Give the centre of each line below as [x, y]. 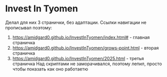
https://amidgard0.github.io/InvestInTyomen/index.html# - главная [81, 37]
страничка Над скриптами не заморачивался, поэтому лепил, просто [87, 64]
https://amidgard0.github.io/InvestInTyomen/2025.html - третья [78, 58]
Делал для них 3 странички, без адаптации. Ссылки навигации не [76, 22]
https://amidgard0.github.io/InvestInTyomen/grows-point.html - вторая [85, 48]
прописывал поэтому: [29, 27]
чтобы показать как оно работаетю [50, 69]
